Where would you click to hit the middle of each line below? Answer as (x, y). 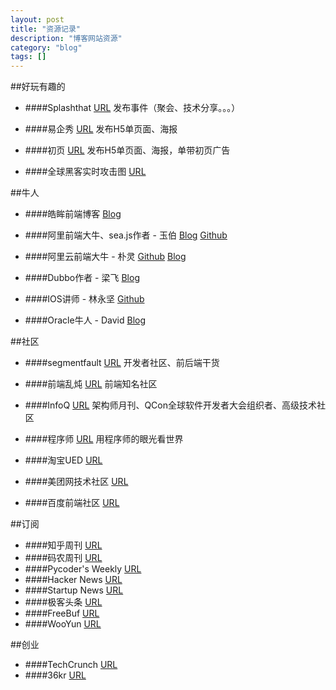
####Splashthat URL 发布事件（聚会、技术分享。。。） (132, 108)
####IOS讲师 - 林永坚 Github (84, 299)
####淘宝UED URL (63, 460)
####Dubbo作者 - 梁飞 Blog (82, 278)
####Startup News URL (74, 590)
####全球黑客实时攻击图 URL (85, 172)
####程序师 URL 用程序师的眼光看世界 (104, 439)
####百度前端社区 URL (72, 503)
